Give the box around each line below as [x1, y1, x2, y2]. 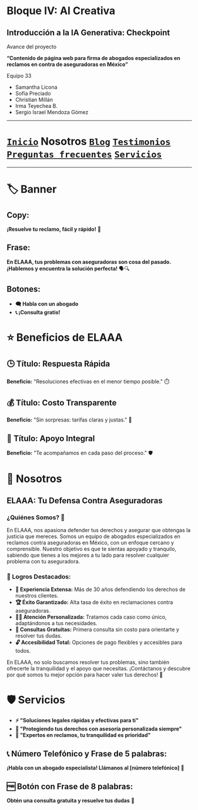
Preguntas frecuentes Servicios [6, 149, 162, 160]
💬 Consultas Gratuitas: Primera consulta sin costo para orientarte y [15, 626, 180, 633]
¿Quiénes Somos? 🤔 [6, 513, 65, 522]
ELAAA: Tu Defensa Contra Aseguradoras [6, 496, 163, 506]
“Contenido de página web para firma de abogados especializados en [6, 55, 181, 61]
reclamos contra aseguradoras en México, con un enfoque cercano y [6, 539, 174, 546]
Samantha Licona [15, 84, 58, 91]
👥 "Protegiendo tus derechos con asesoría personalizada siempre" [15, 725, 182, 732]
